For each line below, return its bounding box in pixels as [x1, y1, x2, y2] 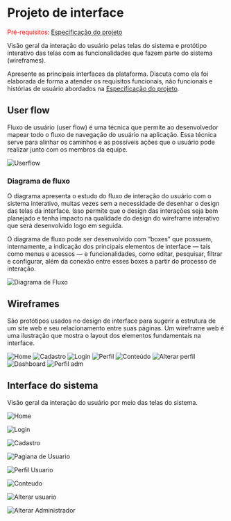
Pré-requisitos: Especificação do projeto [7, 28, 123, 36]
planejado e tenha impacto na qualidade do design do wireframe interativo [7, 214, 220, 223]
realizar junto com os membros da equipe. [7, 145, 128, 154]
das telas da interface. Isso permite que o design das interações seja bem [7, 207, 219, 215]
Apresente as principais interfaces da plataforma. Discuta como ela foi [7, 70, 209, 78]
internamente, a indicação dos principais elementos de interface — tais [7, 242, 211, 251]
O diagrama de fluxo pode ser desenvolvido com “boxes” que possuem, [7, 235, 213, 243]
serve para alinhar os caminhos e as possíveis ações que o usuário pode [7, 138, 215, 146]
